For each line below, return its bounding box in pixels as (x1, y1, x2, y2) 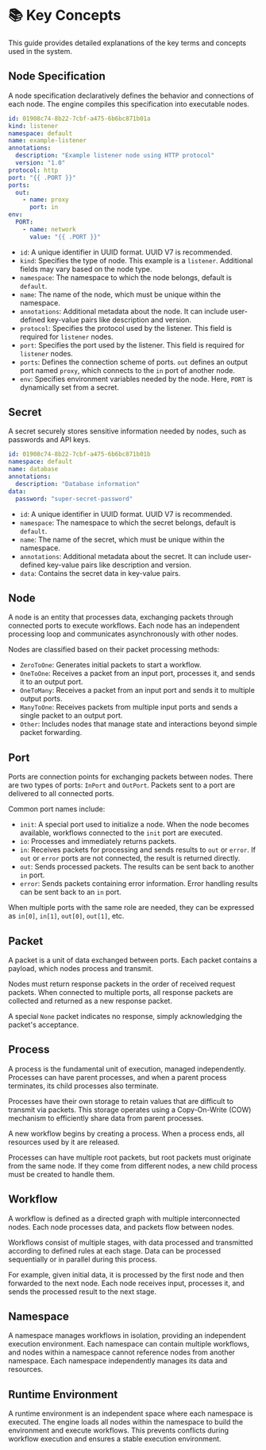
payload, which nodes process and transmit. (8, 964, 153, 973)
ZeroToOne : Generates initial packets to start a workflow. (19, 660, 202, 670)
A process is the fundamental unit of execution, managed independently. (8, 1063, 246, 1074)
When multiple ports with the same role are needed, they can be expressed (8, 903, 255, 912)
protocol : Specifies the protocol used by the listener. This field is (19, 323, 233, 332)
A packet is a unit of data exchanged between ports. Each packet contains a (8, 955, 258, 965)
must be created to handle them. (8, 1169, 115, 1179)
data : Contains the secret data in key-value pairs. (19, 568, 181, 577)
